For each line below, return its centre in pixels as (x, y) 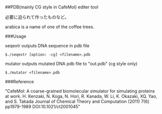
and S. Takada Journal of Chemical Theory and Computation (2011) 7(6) (77, 101)
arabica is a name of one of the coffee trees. (50, 27)
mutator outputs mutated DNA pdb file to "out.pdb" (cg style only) (71, 64)
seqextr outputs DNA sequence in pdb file (47, 46)
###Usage (16, 36)
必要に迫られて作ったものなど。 (37, 17)
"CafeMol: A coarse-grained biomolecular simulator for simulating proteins (80, 91)
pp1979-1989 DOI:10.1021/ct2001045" (43, 106)
